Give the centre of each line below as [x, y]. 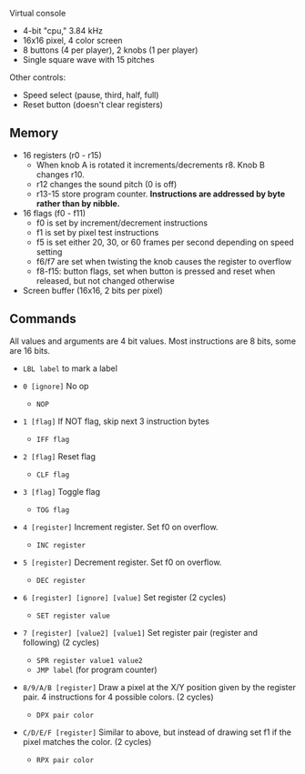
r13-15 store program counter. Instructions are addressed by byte [161, 194]
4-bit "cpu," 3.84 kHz [62, 30]
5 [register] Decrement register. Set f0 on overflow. [122, 562]
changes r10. [60, 174]
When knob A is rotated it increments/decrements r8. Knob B [151, 165]
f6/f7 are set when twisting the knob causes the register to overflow [164, 261]
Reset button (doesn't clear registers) [93, 105]
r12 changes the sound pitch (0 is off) [107, 184]
